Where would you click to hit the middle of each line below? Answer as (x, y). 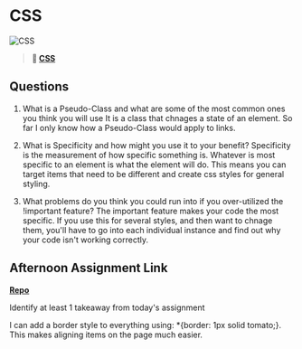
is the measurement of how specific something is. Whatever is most (149, 155)
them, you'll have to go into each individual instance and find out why (151, 230)
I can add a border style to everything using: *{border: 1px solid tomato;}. (146, 325)
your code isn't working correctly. (85, 240)
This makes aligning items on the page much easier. (106, 335)
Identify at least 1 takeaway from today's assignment (107, 307)
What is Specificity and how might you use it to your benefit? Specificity (156, 145)
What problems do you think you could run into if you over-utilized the (153, 201)
